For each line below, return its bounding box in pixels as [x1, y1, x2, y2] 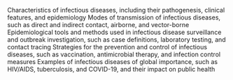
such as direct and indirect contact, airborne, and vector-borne [7, 21, 190, 29]
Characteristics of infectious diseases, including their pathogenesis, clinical [7, 6, 225, 14]
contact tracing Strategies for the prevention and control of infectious [7, 43, 208, 51]
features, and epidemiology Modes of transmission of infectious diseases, [7, 13, 221, 22]
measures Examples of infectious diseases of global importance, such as [7, 58, 218, 65]
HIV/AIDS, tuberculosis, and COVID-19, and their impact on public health [7, 65, 216, 73]
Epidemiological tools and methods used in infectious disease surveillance [7, 28, 222, 36]
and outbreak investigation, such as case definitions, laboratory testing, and [7, 35, 226, 44]
